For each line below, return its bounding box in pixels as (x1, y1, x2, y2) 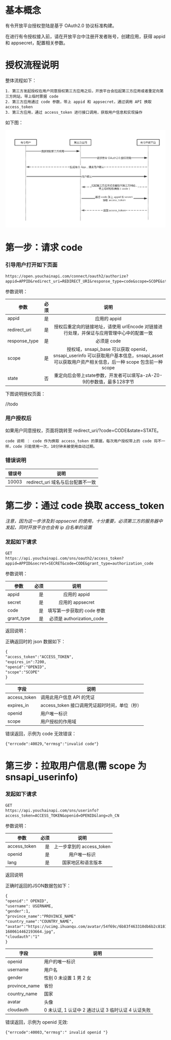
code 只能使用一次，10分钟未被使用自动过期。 (12, 444, 97, 449)
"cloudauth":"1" (5, 934, 40, 939)
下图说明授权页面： (5, 391, 46, 397)
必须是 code (96, 338, 121, 344)
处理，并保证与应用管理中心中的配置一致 (68, 330, 153, 336)
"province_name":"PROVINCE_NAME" (5, 914, 76, 919)
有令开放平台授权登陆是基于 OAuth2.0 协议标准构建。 (5, 22, 117, 29)
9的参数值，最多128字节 (82, 378, 134, 385)
